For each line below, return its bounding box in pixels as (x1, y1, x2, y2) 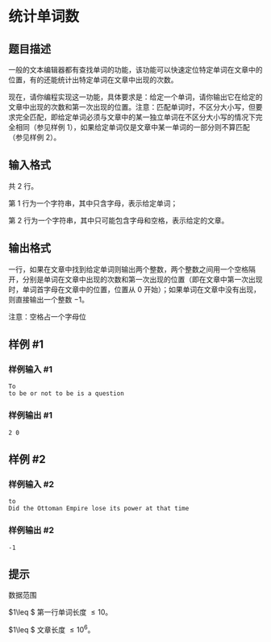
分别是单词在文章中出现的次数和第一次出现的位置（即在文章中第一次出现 (22, 274, 263, 284)
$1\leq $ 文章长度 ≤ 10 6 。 (8, 623, 95, 635)
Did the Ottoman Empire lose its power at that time (8, 505, 190, 513)
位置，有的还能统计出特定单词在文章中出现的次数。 (8, 75, 178, 85)
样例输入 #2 (8, 478, 55, 490)
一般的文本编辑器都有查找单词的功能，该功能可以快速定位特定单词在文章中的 (8, 65, 263, 74)
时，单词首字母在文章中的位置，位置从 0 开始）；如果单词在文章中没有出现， (8, 284, 261, 294)
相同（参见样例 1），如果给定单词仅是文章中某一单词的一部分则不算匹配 (15, 123, 250, 131)
